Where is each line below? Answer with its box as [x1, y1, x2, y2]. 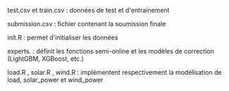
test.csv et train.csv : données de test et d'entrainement [7, 6, 170, 14]
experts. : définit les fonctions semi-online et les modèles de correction [7, 47, 214, 55]
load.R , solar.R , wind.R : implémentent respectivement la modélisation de [7, 68, 222, 76]
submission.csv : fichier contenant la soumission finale [7, 20, 166, 28]
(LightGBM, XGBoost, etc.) [7, 54, 85, 63]
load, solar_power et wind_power [7, 75, 104, 84]
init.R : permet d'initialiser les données [7, 33, 118, 42]
